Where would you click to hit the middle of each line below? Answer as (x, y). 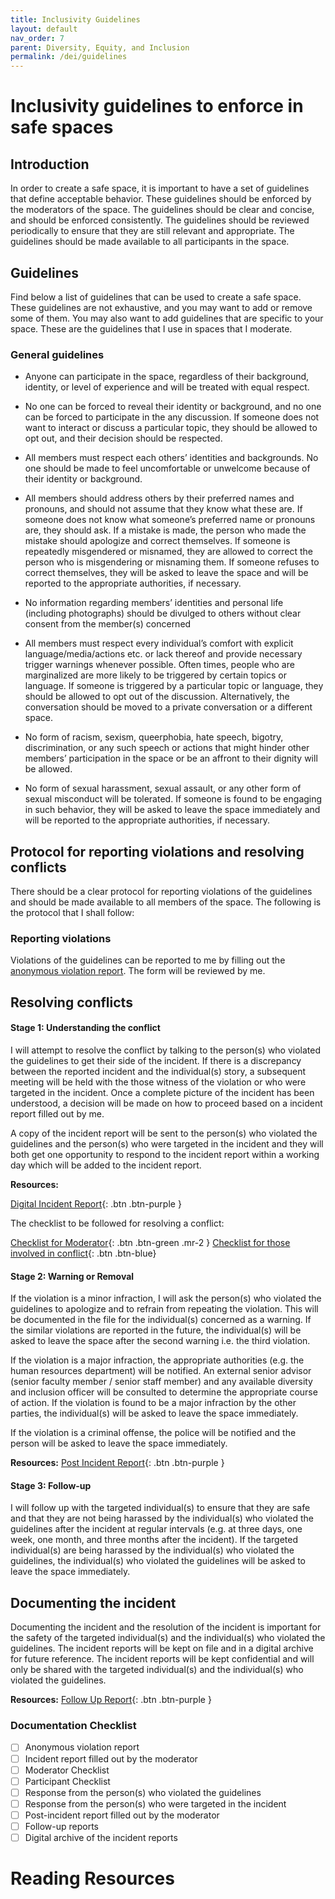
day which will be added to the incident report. (106, 1165)
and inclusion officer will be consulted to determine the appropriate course (164, 1392)
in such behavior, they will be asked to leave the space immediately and (172, 810)
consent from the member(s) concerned (108, 624)
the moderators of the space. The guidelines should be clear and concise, (162, 210)
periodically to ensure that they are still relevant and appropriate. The (152, 231)
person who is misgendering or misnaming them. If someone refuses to (172, 562)
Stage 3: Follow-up (51, 1485)
